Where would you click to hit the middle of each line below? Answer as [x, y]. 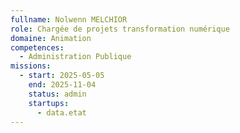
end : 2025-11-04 [62, 85]
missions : [31, 66]
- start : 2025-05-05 [62, 76]
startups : [49, 103]
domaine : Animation [51, 38]
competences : [37, 47]
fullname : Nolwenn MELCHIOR [69, 19]
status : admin [57, 94]
